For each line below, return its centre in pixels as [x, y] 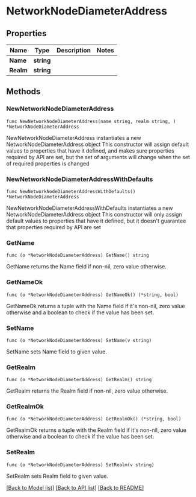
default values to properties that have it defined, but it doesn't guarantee [96, 221]
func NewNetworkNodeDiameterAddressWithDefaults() [71, 191]
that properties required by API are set [54, 227]
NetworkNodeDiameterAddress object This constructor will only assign [94, 214]
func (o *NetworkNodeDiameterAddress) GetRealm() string [79, 380]
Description [74, 50]
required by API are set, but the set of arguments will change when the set [98, 157]
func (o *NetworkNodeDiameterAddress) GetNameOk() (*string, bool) [93, 295]
